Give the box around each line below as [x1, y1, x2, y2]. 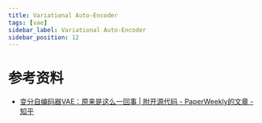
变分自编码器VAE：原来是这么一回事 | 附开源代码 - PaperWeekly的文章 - [19, 97, 254, 107]
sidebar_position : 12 [8, 33, 80, 42]
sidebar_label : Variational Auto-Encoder [8, 26, 147, 34]
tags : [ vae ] [8, 19, 47, 27]
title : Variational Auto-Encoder [8, 11, 118, 20]
